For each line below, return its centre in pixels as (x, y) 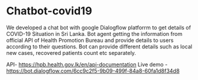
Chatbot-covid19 (49, 11)
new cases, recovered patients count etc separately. (71, 53)
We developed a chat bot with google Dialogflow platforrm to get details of (99, 27)
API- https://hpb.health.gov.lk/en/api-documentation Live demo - (87, 64)
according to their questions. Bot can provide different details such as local (99, 47)
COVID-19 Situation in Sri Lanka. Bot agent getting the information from (94, 33)
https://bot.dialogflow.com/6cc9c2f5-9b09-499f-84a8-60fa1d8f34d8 (93, 70)
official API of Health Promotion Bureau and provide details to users (90, 40)
